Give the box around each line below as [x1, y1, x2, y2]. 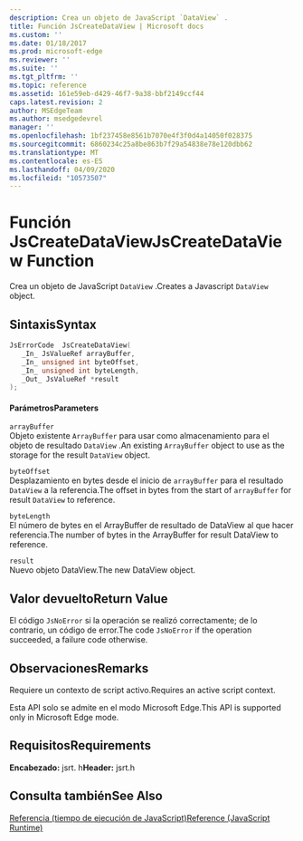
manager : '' [9, 123, 54, 132]
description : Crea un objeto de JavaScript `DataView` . [9, 13, 229, 23]
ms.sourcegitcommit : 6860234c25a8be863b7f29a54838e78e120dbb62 [9, 140, 253, 149]
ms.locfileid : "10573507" [9, 173, 107, 182]
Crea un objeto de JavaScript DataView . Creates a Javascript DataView [9, 281, 269, 292]
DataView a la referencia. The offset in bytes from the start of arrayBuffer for [9, 485, 292, 496]
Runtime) [9, 822, 43, 833]
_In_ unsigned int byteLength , [21, 366, 140, 375]
